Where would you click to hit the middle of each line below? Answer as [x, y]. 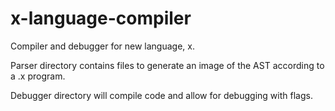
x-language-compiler [101, 18]
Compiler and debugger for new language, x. [102, 46]
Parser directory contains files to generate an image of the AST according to [167, 65]
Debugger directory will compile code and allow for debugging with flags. [161, 95]
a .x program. [38, 76]
